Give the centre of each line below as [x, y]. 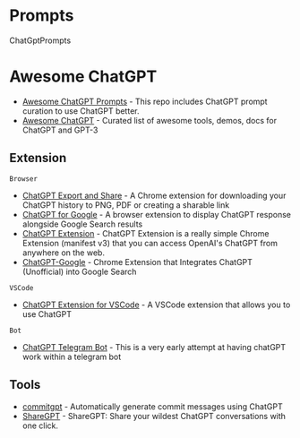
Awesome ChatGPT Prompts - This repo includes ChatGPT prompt [145, 101]
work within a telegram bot [72, 356]
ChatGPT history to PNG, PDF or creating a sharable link [126, 205]
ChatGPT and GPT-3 [60, 130]
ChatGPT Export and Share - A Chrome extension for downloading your [154, 195]
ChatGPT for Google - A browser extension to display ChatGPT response [157, 214]
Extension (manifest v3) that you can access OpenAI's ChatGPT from [150, 243]
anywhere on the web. [64, 253]
